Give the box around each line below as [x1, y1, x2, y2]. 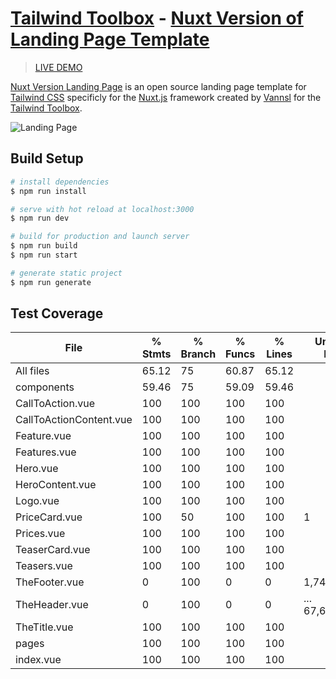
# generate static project [10, 268, 123, 278]
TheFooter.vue [15, 575, 85, 589]
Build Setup [10, 150, 84, 167]
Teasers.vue [15, 559, 73, 573]
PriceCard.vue [15, 510, 83, 524]
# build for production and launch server [10, 232, 190, 242]
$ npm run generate [10, 277, 92, 287]
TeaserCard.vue [15, 543, 91, 557]
